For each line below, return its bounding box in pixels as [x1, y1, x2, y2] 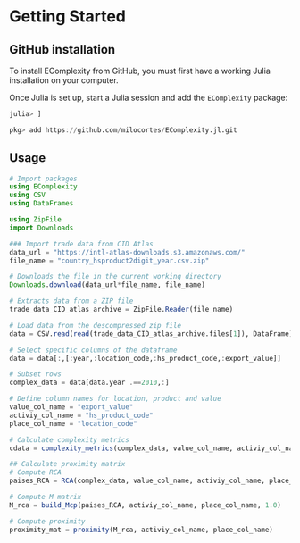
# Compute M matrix [9, 493, 82, 502]
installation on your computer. [9, 75, 119, 86]
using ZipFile [9, 215, 62, 224]
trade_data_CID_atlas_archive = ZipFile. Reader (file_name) [9, 305, 234, 314]
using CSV [9, 190, 46, 200]
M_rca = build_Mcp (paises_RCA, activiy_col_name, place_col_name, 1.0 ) [9, 500, 281, 510]
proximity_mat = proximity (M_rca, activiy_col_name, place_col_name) [9, 525, 274, 534]
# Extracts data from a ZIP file [9, 297, 134, 305]
